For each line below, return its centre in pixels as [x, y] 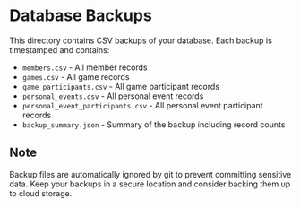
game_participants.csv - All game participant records [121, 86]
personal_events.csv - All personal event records [113, 96]
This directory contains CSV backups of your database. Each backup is [141, 40]
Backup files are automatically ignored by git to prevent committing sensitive [150, 174]
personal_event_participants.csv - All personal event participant [142, 105]
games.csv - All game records [76, 76]
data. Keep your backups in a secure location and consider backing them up [150, 184]
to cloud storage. [41, 193]
